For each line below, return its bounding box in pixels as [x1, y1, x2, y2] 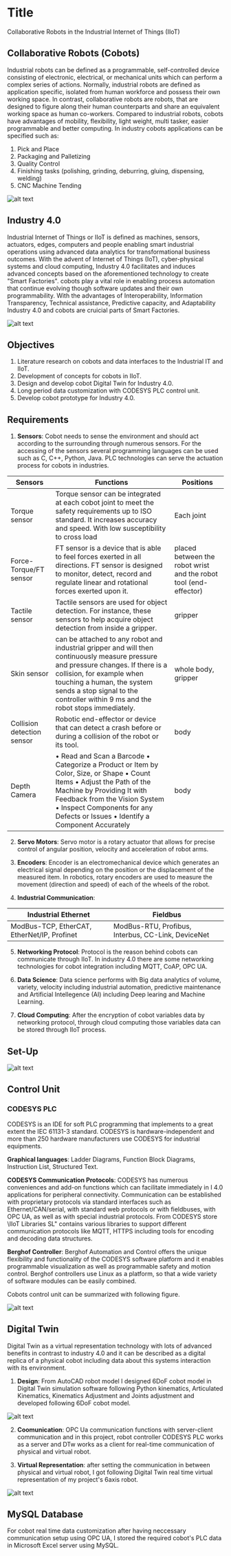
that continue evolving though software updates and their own [7, 284, 184, 292]
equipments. [7, 1141, 43, 1150]
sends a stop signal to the [55, 686, 139, 696]
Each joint [174, 511, 206, 521]
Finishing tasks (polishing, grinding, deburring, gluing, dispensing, [16, 166, 205, 175]
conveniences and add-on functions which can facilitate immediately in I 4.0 [7, 1183, 223, 1191]
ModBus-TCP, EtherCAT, [10, 921, 92, 931]
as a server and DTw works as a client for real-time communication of [16, 1440, 215, 1448]
